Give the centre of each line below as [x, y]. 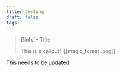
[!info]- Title [35, 40]
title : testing [25, 12]
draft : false [22, 17]
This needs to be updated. [38, 62]
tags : [13, 23]
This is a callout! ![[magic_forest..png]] [68, 51]
